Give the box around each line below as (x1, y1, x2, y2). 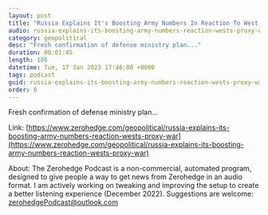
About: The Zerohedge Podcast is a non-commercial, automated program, (8, 164, 252, 174)
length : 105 (8, 57, 48, 64)
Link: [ (8, 123, 30, 132)
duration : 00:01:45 (8, 49, 73, 57)
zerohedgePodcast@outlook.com (8, 197, 119, 207)
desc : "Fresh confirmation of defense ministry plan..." (8, 41, 202, 49)
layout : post (8, 11, 52, 20)
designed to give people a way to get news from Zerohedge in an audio (8, 172, 243, 182)
